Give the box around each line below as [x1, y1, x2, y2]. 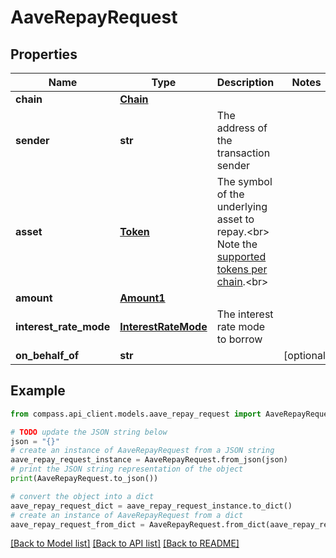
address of [216, 121, 268, 135]
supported [216, 250, 267, 263]
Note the [216, 237, 258, 251]
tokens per [216, 262, 268, 276]
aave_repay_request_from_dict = [10, 519, 145, 530]
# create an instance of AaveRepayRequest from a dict [10, 510, 244, 520]
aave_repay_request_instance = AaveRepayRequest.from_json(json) [10, 455, 288, 465]
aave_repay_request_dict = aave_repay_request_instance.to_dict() [10, 501, 293, 511]
